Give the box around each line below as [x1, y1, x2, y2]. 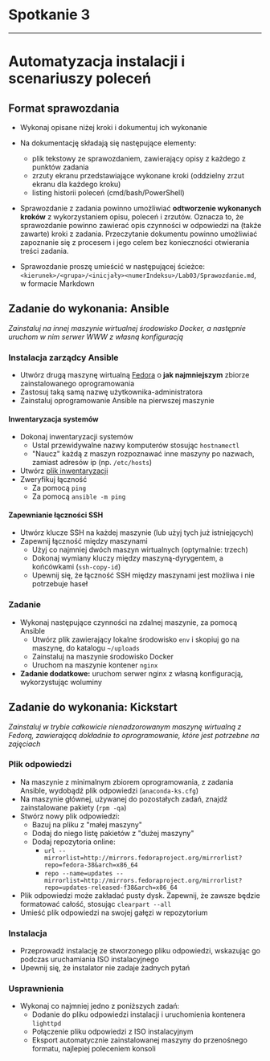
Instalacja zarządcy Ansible [8, 352, 119, 363]
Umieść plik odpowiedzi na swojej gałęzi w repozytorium [19, 908, 208, 917]
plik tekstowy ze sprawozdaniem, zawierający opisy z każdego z [31, 153, 247, 163]
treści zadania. [19, 246, 69, 255]
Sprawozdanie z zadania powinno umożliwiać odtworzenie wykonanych [19, 203, 262, 213]
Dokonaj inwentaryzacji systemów [19, 432, 134, 442]
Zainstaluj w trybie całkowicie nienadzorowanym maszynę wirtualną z [8, 721, 242, 732]
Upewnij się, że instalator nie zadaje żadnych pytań [19, 963, 190, 973]
